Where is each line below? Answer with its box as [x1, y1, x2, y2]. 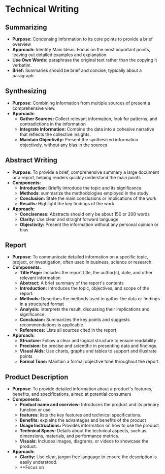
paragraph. [12, 73, 35, 78]
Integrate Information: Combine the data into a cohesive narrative [19, 126, 154, 132]
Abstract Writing [5, 156, 58, 164]
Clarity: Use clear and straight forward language [19, 216, 119, 222]
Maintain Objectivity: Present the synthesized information [19, 136, 139, 142]
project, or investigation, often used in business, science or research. [12, 259, 153, 265]
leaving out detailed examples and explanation [12, 52, 107, 58]
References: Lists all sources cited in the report [19, 327, 117, 333]
